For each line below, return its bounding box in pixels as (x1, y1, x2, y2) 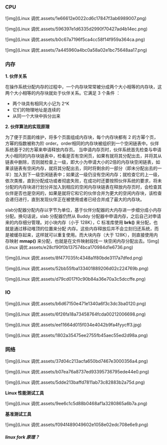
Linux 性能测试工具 (5, 390, 44, 396)
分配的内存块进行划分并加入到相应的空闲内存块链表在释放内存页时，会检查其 (5, 184, 162, 190)
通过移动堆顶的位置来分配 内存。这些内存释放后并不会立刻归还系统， (13, 225, 155, 231)
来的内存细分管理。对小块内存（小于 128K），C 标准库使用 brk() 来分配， (5, 219, 154, 225)
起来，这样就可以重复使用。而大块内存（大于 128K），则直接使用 (22, 231, 154, 237)
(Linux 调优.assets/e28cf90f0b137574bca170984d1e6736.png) (5, 244, 133, 250)
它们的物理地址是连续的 (12, 107, 61, 112)
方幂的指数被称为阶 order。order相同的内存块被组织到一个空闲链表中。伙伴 (5, 140, 159, 146)
